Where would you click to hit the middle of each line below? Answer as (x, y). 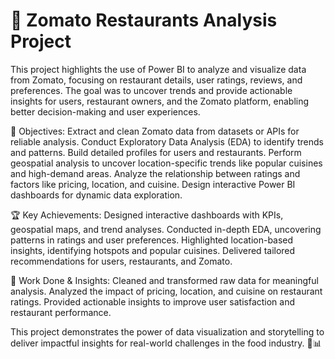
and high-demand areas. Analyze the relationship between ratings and (155, 173)
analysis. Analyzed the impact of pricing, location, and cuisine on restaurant (166, 291)
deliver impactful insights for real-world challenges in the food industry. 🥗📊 (166, 343)
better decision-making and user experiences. (105, 111)
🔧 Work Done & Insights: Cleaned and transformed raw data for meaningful (164, 280)
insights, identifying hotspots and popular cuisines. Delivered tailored (153, 250)
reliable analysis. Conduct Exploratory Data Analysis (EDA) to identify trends (167, 141)
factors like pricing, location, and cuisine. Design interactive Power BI (153, 184)
